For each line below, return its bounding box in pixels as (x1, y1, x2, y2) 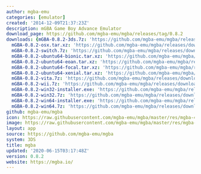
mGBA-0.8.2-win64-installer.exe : (11, 97, 95, 103)
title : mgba (6, 142, 36, 148)
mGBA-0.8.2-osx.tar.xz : (11, 42, 71, 48)
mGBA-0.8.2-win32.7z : (11, 92, 66, 98)
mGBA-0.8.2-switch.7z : (11, 48, 68, 54)
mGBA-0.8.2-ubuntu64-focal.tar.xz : (11, 64, 100, 71)
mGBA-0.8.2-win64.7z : (11, 103, 66, 109)
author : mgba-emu (6, 8, 50, 15)
